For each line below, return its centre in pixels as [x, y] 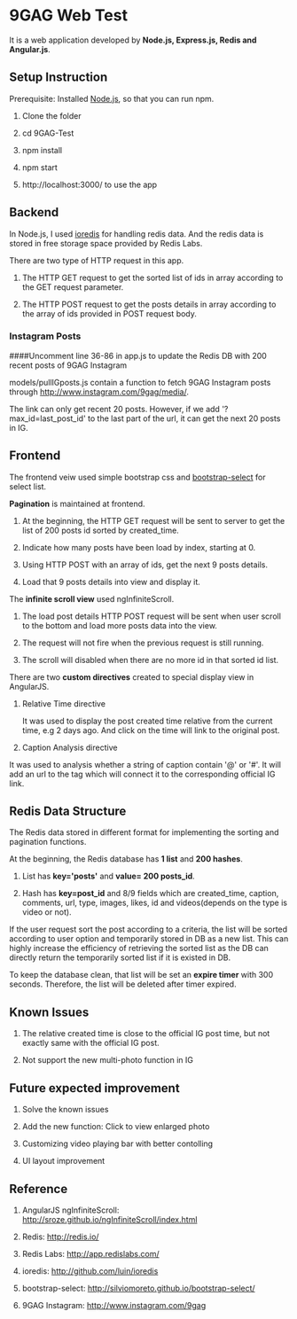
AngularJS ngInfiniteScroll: [70, 1210]
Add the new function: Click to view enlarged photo [116, 1127]
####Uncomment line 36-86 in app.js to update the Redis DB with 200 [138, 355]
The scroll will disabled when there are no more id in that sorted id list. [150, 659]
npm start [39, 167]
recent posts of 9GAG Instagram [68, 365]
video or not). [47, 912]
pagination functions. [48, 842]
